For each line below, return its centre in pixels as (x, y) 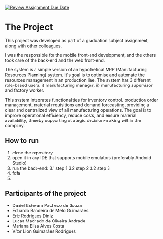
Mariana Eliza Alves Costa (38, 226)
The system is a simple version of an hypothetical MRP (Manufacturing (76, 69)
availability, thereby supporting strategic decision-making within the (73, 120)
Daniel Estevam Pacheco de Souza (47, 205)
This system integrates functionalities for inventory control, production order (81, 100)
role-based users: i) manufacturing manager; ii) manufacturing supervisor (79, 85)
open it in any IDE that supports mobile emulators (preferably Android (82, 157)
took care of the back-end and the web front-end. (55, 60)
